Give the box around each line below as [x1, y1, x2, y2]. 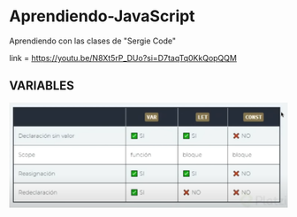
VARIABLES [9, 78, 75, 94]
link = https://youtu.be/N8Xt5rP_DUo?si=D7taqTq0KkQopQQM [9, 52, 237, 63]
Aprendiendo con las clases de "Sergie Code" [9, 35, 177, 46]
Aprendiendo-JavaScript [9, 6, 196, 27]
